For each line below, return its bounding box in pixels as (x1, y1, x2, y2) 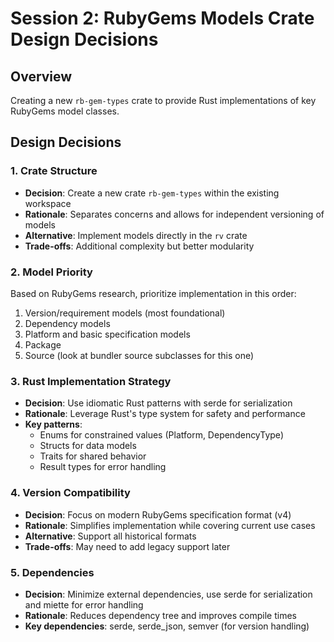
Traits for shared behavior (39, 450, 147, 462)
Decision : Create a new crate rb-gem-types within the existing (24, 187, 280, 199)
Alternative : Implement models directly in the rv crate (24, 229, 248, 241)
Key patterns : (24, 418, 83, 431)
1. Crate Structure (10, 164, 98, 178)
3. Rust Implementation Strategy (10, 374, 172, 388)
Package (24, 338, 62, 351)
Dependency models (24, 317, 111, 329)
